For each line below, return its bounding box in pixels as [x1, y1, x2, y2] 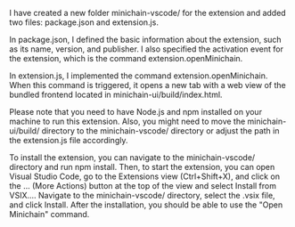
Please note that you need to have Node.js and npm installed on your [9, 107, 263, 117]
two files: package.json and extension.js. [9, 17, 159, 28]
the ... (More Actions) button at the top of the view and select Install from [9, 181, 276, 191]
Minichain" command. [9, 209, 90, 219]
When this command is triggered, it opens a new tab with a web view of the [9, 80, 287, 90]
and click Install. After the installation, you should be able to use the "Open [9, 199, 283, 210]
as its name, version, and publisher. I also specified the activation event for [9, 44, 283, 54]
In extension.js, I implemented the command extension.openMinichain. [9, 70, 268, 81]
